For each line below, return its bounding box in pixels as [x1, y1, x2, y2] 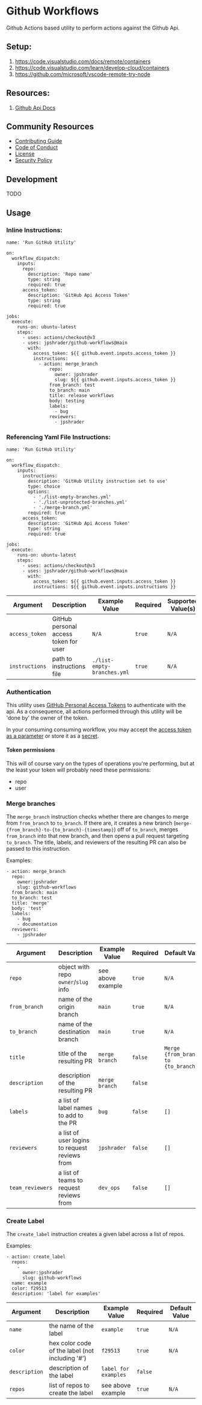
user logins [58, 1136, 90, 1144]
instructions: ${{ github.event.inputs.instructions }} [32, 584, 176, 590]
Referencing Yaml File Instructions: [6, 433, 111, 441]
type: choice [28, 484, 61, 490]
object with [58, 962, 90, 971]
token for [52, 638, 78, 646]
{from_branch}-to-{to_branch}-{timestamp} [6, 826, 114, 833]
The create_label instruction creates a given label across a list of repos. [6, 1231, 185, 1238]
